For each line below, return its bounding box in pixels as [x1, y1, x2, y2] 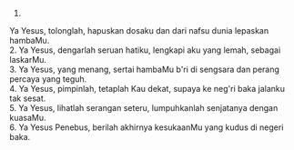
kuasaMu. [9, 113, 47, 123]
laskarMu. [9, 55, 47, 65]
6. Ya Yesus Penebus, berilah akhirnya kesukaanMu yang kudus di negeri [9, 122, 284, 133]
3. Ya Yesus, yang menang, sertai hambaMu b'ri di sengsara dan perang [9, 64, 280, 75]
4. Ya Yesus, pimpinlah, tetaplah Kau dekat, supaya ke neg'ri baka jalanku [9, 84, 285, 94]
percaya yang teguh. [9, 74, 87, 85]
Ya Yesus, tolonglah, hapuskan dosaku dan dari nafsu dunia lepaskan [9, 25, 269, 35]
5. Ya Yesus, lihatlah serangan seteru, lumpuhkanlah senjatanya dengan [9, 103, 279, 113]
